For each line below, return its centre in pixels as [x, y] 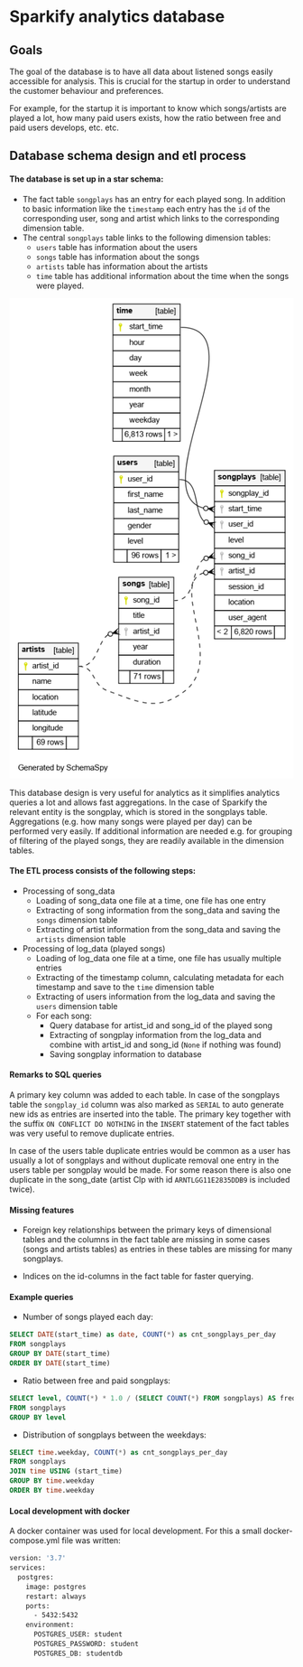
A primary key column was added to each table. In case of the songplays [145, 1095]
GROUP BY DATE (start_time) [60, 1354]
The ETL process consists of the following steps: [103, 871]
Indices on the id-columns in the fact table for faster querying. [138, 1277]
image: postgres [56, 1587]
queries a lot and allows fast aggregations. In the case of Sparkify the [138, 802]
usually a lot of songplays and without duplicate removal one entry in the [144, 1161]
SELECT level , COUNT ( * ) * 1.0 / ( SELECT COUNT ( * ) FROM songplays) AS [143, 1398]
